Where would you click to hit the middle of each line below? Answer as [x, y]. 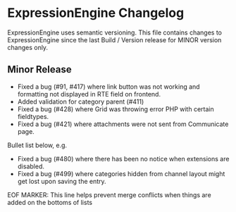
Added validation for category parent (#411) [81, 101]
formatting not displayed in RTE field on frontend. [89, 94]
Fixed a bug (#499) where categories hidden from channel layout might [121, 173]
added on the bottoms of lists [50, 202]
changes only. [27, 47]
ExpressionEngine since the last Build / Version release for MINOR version [114, 39]
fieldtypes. [33, 116]
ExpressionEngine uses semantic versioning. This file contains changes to [114, 32]
